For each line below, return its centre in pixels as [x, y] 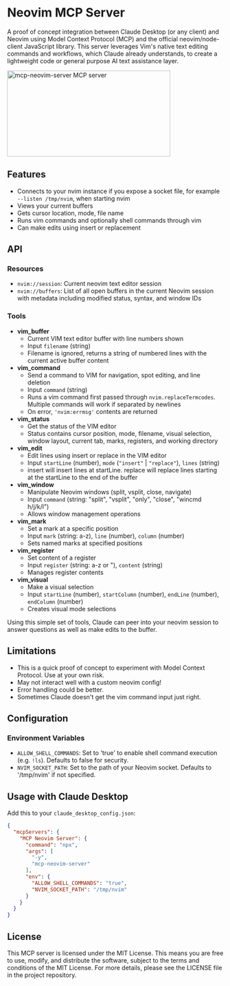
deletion [39, 382]
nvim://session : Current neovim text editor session [89, 284]
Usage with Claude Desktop [68, 797]
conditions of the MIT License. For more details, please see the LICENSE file [115, 967]
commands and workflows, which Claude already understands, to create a [112, 54]
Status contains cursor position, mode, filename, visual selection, [119, 433]
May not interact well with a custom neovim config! [89, 682]
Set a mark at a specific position [73, 528]
